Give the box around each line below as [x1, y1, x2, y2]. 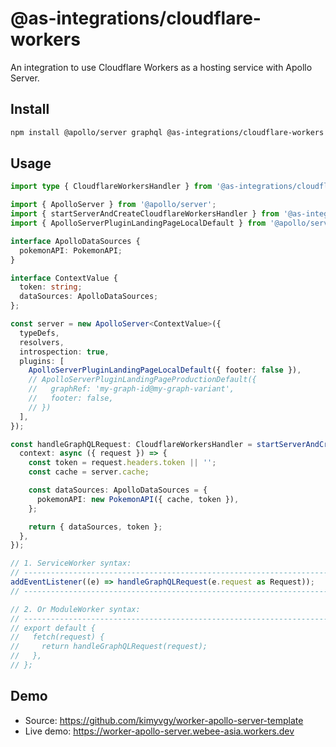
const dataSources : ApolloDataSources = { [28, 485, 208, 496]
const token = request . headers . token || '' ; [28, 458, 217, 468]
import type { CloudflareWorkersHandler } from [10, 182, 213, 192]
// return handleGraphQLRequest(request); [10, 642, 208, 652]
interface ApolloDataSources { [10, 236, 141, 246]
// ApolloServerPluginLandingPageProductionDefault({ [28, 375, 257, 385]
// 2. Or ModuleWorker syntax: [10, 604, 141, 614]
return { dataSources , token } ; [28, 522, 163, 532]
